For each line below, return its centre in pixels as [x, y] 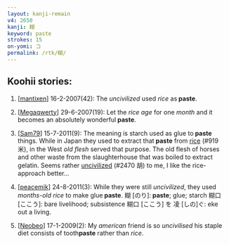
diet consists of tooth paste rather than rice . [80, 233]
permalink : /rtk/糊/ [37, 53]
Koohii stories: [40, 82]
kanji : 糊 [21, 27]
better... [58, 173]
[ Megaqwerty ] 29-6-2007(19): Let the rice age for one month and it [115, 112]
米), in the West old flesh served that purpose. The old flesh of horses [118, 149]
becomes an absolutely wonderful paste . [77, 120]
